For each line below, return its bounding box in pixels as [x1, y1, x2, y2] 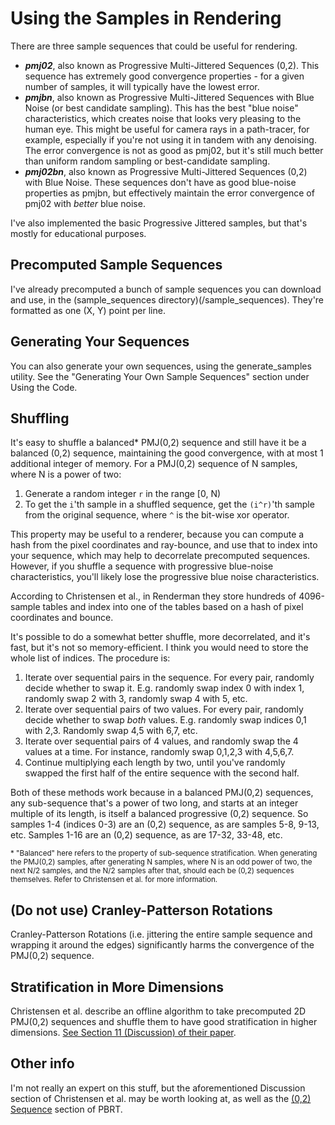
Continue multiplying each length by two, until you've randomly [24, 757, 286, 769]
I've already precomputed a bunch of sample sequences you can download [10, 283, 322, 295]
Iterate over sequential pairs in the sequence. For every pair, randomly [24, 672, 315, 684]
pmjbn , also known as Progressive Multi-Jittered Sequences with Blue [24, 91, 315, 103]
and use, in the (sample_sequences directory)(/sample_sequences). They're [10, 293, 325, 306]
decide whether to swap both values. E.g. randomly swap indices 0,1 [24, 714, 307, 726]
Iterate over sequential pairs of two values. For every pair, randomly [24, 703, 304, 716]
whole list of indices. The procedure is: [10, 652, 171, 664]
